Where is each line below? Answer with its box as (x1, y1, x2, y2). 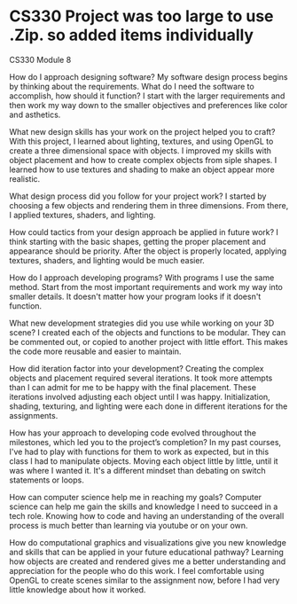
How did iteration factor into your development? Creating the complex (9, 363, 264, 373)
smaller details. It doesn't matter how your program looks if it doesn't (9, 291, 262, 302)
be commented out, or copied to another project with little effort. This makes (9, 336, 288, 347)
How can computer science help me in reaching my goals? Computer (9, 491, 262, 502)
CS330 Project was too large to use (9, 6, 274, 27)
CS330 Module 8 (9, 54, 72, 65)
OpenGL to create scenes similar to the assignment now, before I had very (9, 575, 280, 585)
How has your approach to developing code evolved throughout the (9, 428, 257, 438)
